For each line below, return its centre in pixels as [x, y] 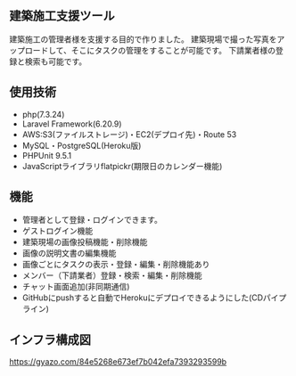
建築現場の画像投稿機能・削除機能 [85, 242]
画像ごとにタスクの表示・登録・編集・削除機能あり [116, 265]
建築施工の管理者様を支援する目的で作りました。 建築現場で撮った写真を [143, 39]
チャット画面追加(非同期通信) [76, 287]
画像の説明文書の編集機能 [69, 253]
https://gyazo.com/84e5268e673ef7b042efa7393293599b [118, 362]
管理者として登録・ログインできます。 [92, 220]
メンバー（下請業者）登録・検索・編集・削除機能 [112, 275]
